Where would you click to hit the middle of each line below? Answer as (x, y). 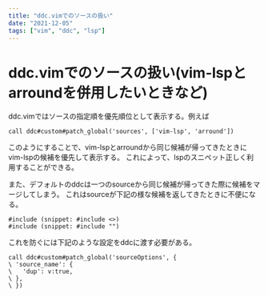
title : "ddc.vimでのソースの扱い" (61, 16)
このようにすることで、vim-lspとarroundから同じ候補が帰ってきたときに (128, 147)
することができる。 (46, 167)
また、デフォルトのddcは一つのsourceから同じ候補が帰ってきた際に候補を (131, 184)
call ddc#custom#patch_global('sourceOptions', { (93, 258)
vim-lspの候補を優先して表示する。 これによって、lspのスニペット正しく (128, 158)
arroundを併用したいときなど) (108, 92)
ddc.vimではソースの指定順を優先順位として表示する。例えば (109, 116)
